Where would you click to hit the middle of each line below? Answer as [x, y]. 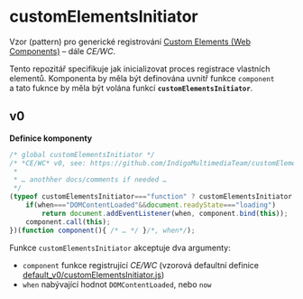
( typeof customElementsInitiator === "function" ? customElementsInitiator [151, 197]
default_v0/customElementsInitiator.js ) [93, 275]
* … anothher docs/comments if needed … [90, 180]
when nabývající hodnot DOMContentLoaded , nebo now [117, 284]
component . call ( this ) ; [68, 222]
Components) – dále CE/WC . [63, 51]
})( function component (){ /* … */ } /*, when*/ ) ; [102, 230]
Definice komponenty [51, 138]
